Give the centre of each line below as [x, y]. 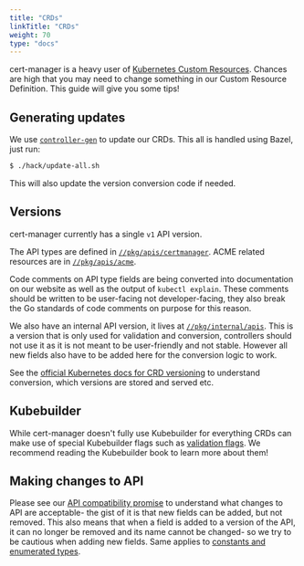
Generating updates [68, 117]
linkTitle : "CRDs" [44, 26]
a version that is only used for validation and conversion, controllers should [151, 335]
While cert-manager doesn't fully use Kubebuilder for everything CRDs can [151, 433]
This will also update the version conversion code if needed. [123, 183]
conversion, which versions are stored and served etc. [112, 382]
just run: [25, 149]
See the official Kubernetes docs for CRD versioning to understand [135, 372]
